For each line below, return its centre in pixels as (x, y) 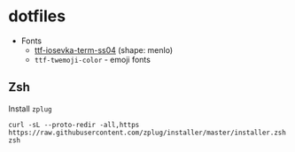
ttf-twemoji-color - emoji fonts (93, 59)
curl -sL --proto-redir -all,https (74, 125)
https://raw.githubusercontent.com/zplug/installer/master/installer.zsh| (149, 133)
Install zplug (30, 109)
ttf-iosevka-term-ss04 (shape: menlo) (104, 49)
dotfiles (37, 16)
